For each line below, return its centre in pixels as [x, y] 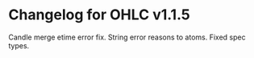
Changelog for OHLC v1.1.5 [100, 15]
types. [19, 45]
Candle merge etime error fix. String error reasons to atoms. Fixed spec [127, 37]
